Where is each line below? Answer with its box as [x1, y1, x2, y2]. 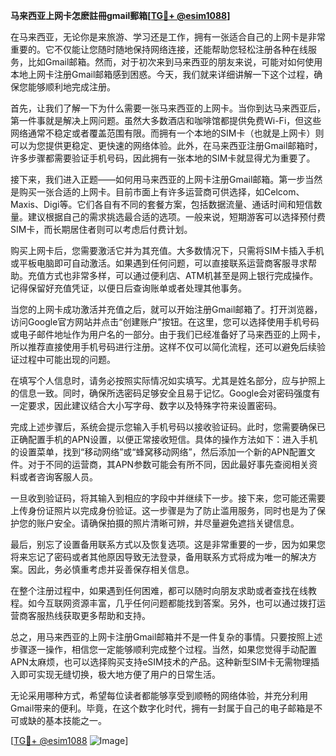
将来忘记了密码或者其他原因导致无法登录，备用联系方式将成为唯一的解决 [10, 551, 308, 563]
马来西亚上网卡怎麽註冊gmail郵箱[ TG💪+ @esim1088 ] [10, 10, 231, 21]
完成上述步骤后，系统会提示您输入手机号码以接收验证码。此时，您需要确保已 [10, 421, 326, 433]
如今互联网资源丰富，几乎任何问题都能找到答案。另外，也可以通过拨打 [27, 597, 317, 609]
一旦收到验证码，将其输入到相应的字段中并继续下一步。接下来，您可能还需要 [10, 492, 326, 504]
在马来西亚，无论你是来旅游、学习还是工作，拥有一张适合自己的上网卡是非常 [10, 31, 326, 43]
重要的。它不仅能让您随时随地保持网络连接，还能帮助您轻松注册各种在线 [10, 44, 308, 55]
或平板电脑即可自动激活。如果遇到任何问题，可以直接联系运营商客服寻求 [10, 257, 308, 269]
